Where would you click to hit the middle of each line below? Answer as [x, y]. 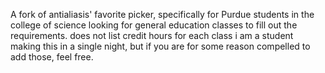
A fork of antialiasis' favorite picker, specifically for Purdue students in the [162, 14]
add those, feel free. [52, 57]
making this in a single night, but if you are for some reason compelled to [160, 46]
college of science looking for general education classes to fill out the [154, 25]
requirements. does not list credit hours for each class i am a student [152, 35]
